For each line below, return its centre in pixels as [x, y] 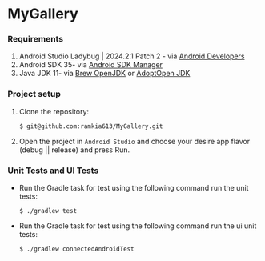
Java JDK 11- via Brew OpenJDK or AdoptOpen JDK [104, 74]
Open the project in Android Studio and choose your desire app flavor [135, 141]
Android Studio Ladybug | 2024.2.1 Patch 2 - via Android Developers [132, 56]
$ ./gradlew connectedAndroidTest [76, 249]
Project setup [34, 94]
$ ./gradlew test [48, 211]
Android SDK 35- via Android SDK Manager [91, 65]
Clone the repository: [54, 111]
